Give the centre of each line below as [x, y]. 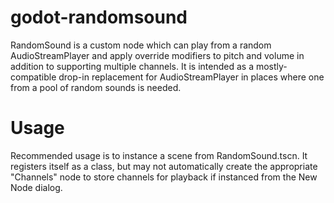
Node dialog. [36, 187]
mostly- [271, 66]
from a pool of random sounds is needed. [96, 87]
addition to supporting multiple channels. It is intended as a [132, 66]
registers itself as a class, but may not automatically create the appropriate [164, 166]
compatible [33, 77]
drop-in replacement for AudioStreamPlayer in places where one [191, 77]
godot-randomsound [99, 17]
